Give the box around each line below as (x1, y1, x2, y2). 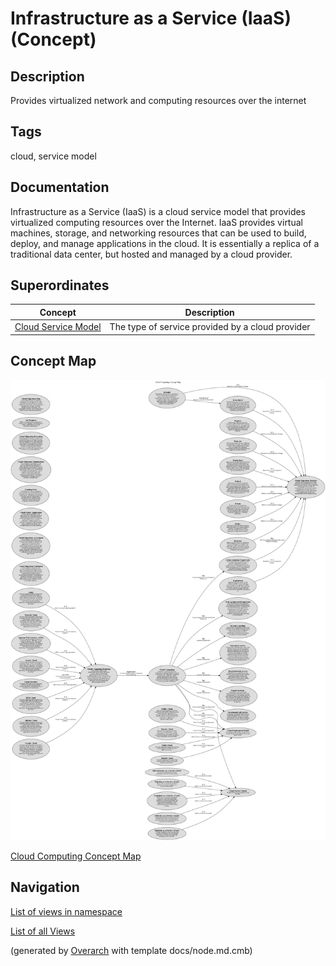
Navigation (10, 879, 80, 896)
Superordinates (10, 277, 110, 294)
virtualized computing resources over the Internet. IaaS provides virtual (10, 216, 303, 228)
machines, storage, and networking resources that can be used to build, (10, 227, 307, 239)
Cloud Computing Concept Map (10, 850, 142, 862)
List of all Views (10, 925, 76, 937)
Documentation (10, 179, 110, 196)
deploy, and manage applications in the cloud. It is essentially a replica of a (10, 237, 320, 249)
